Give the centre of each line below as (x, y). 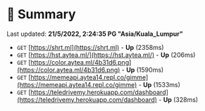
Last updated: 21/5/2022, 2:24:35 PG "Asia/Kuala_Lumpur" (95, 34)
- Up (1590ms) (143, 70)
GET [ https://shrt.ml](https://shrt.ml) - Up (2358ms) (90, 47)
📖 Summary (41, 14)
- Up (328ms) (179, 99)
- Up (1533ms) (160, 84)
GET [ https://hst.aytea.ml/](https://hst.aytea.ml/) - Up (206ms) (106, 55)
